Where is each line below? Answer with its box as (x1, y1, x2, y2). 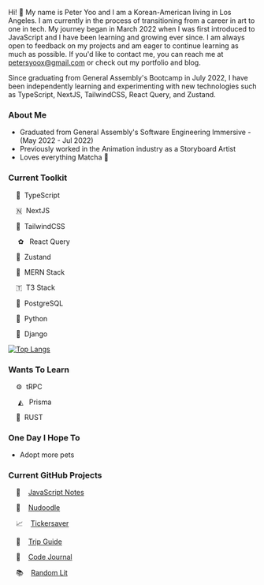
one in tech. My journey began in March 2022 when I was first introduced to (8, 24, 255, 33)
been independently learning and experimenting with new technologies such (8, 81, 257, 91)
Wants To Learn (8, 364, 69, 375)
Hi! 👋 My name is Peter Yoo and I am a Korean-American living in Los (8, 8, 232, 17)
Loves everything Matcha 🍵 (19, 152, 109, 162)
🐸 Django (15, 328, 48, 339)
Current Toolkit (8, 172, 68, 183)
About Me (8, 109, 47, 120)
